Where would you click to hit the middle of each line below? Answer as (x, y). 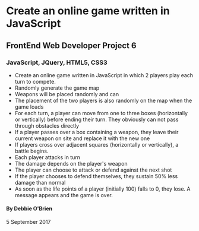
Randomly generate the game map (57, 88)
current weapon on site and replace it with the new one (82, 138)
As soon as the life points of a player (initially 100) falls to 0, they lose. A (102, 189)
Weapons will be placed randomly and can (67, 94)
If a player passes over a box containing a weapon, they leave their (97, 132)
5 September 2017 (29, 222)
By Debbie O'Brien (29, 208)
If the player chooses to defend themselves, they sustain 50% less (96, 176)
